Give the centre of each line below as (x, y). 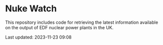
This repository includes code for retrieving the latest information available (82, 22)
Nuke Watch (31, 9)
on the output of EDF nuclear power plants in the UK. (59, 27)
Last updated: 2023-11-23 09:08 (38, 37)
